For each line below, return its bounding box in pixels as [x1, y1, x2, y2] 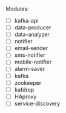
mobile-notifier [14, 58, 52, 66]
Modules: [5, 5, 29, 12]
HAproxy [14, 93, 37, 100]
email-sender [14, 45, 48, 52]
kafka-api [14, 17, 39, 24]
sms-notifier [14, 51, 45, 59]
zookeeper [14, 79, 42, 86]
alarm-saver [14, 65, 45, 73]
